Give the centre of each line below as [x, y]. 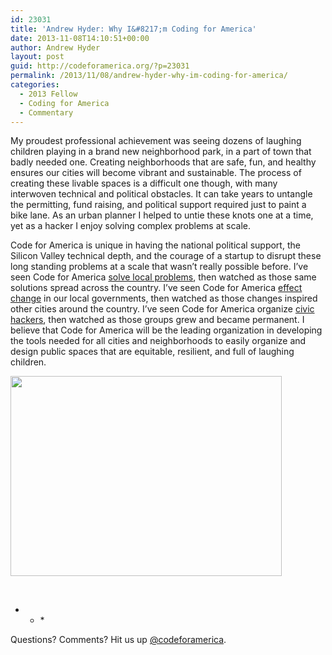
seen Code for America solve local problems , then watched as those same [163, 277]
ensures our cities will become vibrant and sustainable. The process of [156, 173]
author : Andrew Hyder [55, 47]
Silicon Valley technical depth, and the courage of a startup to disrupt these [166, 256]
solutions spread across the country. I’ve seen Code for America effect [156, 288]
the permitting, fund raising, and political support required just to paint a [158, 205]
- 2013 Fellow [48, 94]
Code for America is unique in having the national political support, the [155, 245]
